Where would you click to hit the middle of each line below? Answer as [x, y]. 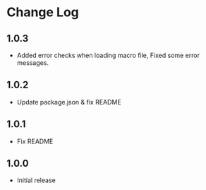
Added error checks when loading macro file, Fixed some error [108, 55]
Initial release [36, 180]
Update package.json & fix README [69, 102]
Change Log [43, 12]
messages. [33, 63]
